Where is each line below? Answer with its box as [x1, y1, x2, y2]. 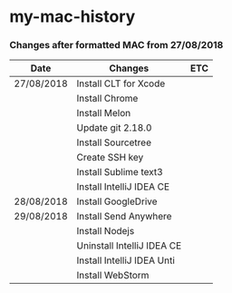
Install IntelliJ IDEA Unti [76, 254, 175, 267]
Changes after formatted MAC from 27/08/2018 [9, 39, 224, 52]
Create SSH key [76, 151, 144, 164]
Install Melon [76, 107, 131, 120]
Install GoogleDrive [76, 195, 158, 208]
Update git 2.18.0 [76, 122, 152, 134]
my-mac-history [9, 6, 136, 27]
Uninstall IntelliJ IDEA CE [76, 239, 182, 252]
